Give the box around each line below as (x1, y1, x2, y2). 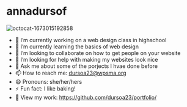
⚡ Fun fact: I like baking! (15, 84, 76, 92)
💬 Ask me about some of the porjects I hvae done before (15, 62, 158, 70)
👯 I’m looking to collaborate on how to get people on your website (15, 49, 181, 56)
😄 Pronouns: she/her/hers (15, 78, 82, 85)
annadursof (6, 4, 67, 18)
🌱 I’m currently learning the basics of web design (15, 43, 139, 50)
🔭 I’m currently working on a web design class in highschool (15, 36, 167, 43)
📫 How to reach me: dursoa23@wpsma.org (15, 69, 127, 76)
